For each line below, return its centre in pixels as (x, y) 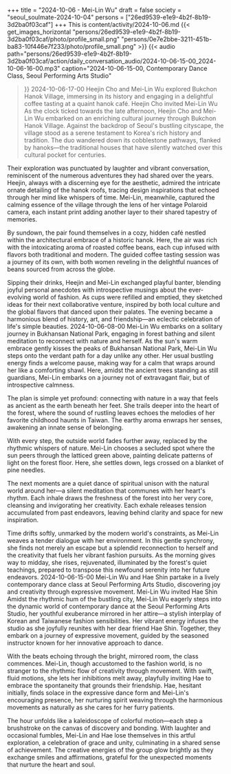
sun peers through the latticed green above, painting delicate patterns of (110, 455)
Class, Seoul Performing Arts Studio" (59, 76)
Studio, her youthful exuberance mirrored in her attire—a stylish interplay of (114, 614)
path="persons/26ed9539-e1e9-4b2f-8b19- (70, 54)
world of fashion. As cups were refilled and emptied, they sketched (128, 297)
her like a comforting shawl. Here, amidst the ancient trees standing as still (113, 370)
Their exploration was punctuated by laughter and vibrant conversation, (109, 168)
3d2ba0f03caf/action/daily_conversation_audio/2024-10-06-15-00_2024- (112, 61)
